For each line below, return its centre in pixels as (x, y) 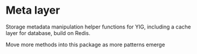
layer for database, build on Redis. (48, 33)
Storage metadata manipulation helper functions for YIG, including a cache (98, 27)
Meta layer (33, 10)
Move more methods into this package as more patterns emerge (85, 45)
